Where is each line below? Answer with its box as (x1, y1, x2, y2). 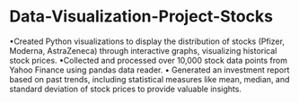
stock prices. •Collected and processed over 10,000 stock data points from (9, 55, 287, 65)
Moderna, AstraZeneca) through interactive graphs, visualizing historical (9, 45, 277, 56)
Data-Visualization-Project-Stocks (9, 6, 274, 27)
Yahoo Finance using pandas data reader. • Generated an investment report (9, 64, 290, 75)
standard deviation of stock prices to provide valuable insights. (9, 83, 242, 94)
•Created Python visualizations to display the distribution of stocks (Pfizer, (9, 36, 286, 47)
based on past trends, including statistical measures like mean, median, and (9, 73, 290, 84)
